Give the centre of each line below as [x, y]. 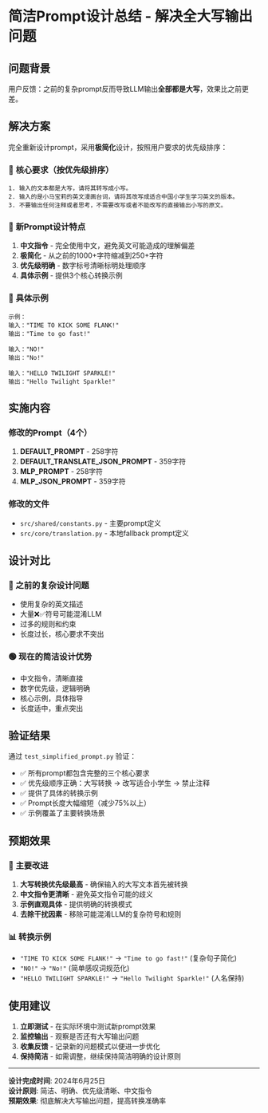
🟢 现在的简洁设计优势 [50, 657]
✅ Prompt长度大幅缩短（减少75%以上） [85, 803]
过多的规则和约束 [48, 624]
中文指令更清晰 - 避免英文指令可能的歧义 [87, 894]
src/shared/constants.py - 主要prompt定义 [91, 523]
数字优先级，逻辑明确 [55, 688]
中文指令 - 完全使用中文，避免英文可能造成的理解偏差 [107, 246]
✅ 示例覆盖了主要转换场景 [62, 813]
